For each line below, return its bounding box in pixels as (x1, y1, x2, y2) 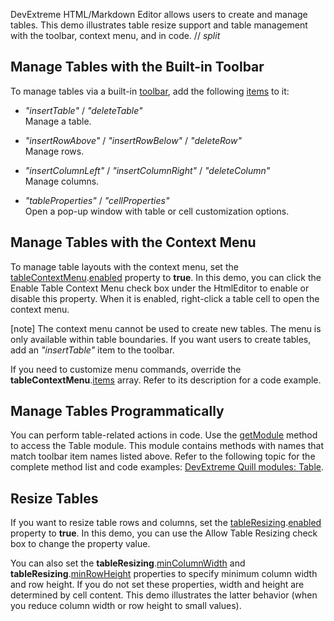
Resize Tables (10, 490, 99, 507)
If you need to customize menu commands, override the (10, 363, 242, 375)
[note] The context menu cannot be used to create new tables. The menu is (10, 322, 322, 334)
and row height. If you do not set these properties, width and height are (10, 579, 305, 591)
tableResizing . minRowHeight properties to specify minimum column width (10, 568, 318, 580)
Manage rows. (24, 145, 85, 157)
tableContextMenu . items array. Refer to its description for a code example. (10, 374, 322, 386)
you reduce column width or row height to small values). (10, 600, 242, 612)
